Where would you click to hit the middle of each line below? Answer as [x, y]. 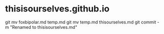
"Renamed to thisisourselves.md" [44, 27]
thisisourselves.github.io [57, 9]
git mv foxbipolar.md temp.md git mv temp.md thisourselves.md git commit [81, 22]
